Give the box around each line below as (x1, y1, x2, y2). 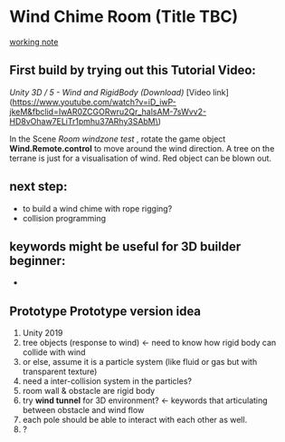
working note (9, 36, 59, 47)
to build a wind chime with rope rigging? (22, 202, 173, 214)
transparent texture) (22, 366, 98, 378)
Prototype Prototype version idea (9, 303, 202, 319)
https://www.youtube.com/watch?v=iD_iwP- (12, 96, 176, 107)
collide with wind (22, 347, 86, 358)
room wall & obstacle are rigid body (22, 386, 156, 397)
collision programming (22, 212, 107, 223)
